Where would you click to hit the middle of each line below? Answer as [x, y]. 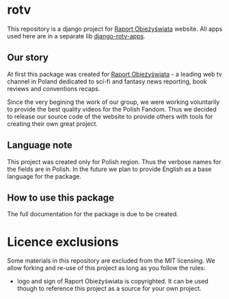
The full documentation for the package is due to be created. [93, 214]
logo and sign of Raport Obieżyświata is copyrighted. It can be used [112, 281]
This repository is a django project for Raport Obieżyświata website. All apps [115, 29]
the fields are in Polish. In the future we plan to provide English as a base [109, 169]
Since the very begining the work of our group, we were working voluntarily [113, 102]
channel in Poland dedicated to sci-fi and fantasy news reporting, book [107, 81]
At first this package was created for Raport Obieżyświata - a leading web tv [114, 74]
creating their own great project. [52, 123]
